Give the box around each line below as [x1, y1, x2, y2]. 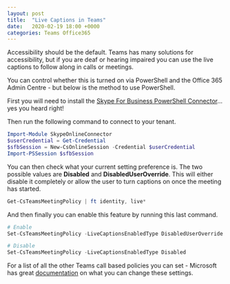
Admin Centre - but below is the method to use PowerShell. [7, 83, 176, 92]
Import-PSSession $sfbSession [7, 150, 94, 157]
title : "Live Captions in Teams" [7, 17, 107, 23]
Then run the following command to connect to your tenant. [7, 118, 176, 126]
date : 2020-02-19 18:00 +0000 [7, 23, 100, 30]
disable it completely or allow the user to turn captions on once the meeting [7, 177, 222, 185]
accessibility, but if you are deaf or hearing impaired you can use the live [7, 56, 213, 64]
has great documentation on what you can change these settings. [7, 269, 194, 277]
